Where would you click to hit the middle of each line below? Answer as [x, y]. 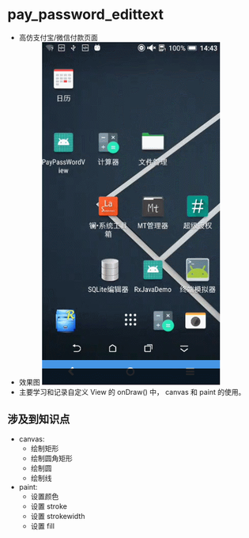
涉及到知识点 [39, 420]
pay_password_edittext [85, 15]
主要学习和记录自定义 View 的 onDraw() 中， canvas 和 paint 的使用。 [132, 392]
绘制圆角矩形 [51, 458]
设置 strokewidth [58, 516]
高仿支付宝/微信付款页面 [58, 37]
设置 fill [42, 526]
